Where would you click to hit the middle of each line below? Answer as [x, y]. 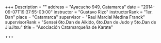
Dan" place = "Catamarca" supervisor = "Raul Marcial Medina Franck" [75, 17]
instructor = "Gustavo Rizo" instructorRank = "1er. [103, 12]
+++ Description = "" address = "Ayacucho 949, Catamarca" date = [72, 7]
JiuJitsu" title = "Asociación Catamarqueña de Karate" [59, 27]
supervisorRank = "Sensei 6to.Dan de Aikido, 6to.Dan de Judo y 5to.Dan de [81, 22]
